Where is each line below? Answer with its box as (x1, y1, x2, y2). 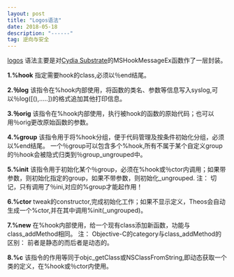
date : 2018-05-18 (7, 23, 58, 30)
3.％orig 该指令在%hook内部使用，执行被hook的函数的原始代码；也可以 (7, 110, 214, 118)
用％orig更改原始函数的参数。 (7, 118, 92, 126)
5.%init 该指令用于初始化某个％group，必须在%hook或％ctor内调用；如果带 (7, 165, 226, 174)
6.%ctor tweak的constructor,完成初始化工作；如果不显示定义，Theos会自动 (7, 197, 226, 206)
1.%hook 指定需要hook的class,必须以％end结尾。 (7, 71, 150, 80)
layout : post (7, 10, 45, 17)
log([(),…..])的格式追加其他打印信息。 (19, 95, 126, 103)
